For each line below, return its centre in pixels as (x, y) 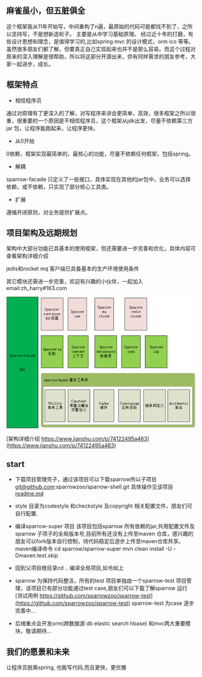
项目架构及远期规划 (42, 233)
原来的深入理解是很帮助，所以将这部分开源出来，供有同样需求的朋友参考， (98, 56)
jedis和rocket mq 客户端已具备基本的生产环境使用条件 (73, 269)
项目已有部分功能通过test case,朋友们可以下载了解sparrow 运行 (109, 588)
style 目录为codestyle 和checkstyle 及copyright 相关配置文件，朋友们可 (103, 506)
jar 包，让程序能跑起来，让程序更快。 (52, 128)
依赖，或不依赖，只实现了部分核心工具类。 (59, 187)
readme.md (29, 494)
